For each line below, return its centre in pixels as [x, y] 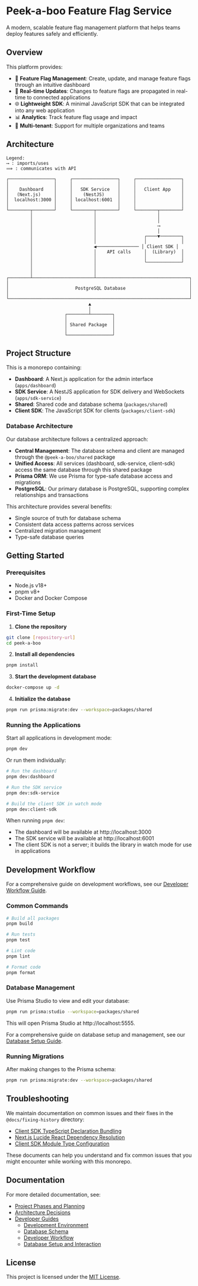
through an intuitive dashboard [52, 85]
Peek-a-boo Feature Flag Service [89, 11]
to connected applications [59, 97]
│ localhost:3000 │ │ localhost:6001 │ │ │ [95, 200]
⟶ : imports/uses [28, 163]
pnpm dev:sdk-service [33, 793]
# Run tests [21, 935]
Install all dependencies [45, 654]
